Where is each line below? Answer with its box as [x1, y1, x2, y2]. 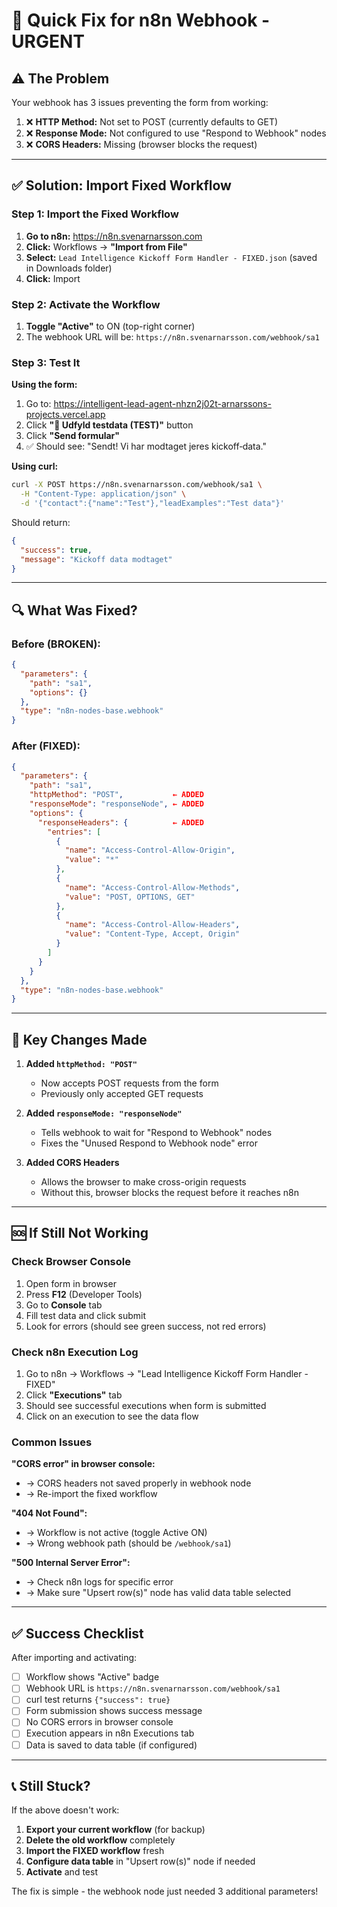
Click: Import [25, 272, 81, 284]
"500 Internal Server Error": [11, 1557, 131, 1569]
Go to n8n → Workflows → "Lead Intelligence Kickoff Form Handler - [25, 1368, 309, 1380]
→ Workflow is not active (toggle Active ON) [25, 1527, 208, 1539]
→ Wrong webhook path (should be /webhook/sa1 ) [25, 1537, 232, 1549]
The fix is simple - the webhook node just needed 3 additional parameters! [11, 1885, 319, 1898]
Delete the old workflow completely [25, 1834, 176, 1846]
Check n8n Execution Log [11, 1345, 139, 1359]
